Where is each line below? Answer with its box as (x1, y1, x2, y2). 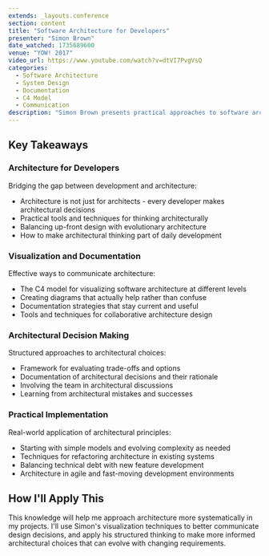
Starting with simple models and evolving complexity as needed (19, 443, 231, 453)
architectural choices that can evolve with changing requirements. (8, 538, 227, 548)
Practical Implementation (8, 409, 109, 420)
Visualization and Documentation (8, 250, 142, 262)
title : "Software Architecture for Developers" (8, 26, 171, 34)
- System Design (15, 79, 70, 87)
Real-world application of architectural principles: (8, 427, 171, 437)
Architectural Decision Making (8, 330, 130, 341)
